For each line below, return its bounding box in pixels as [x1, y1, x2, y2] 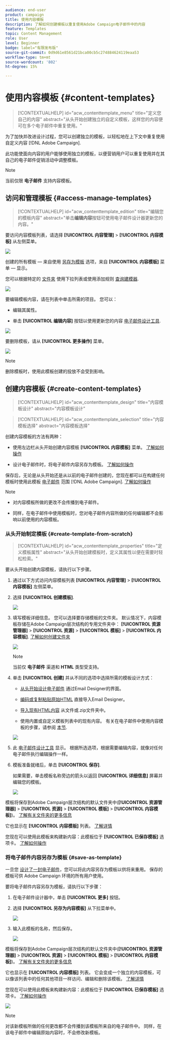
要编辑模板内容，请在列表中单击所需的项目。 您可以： [5, 296, 117, 302]
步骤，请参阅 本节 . [29, 724, 67, 730]
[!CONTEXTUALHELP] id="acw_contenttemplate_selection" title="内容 [17, 416, 164, 422]
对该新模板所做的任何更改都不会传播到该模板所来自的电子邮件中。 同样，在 [5, 1023, 162, 1029]
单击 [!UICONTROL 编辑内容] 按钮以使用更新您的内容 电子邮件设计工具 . [12, 317, 161, 323]
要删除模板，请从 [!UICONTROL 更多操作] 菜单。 [5, 338, 107, 344]
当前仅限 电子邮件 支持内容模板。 [5, 177, 74, 184]
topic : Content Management [5, 31, 62, 36]
